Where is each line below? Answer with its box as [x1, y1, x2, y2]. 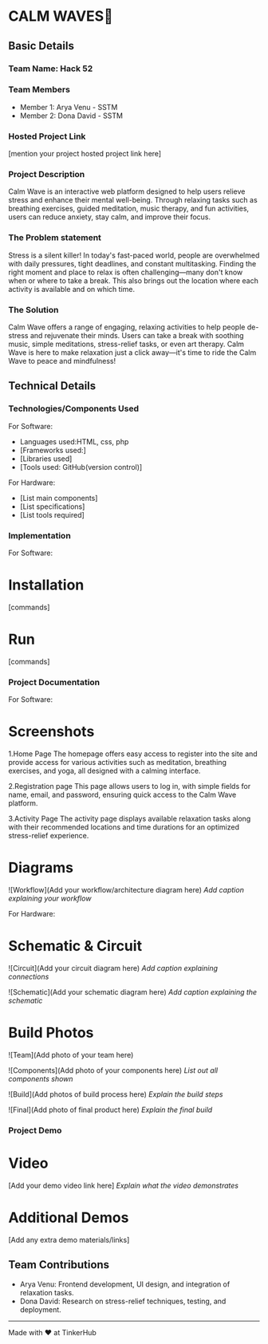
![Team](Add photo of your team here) [8, 1050, 134, 1059]
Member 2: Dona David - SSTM [19, 111, 124, 120]
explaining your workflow [8, 893, 92, 904]
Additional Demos [8, 1208, 129, 1227]
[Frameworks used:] [19, 445, 86, 455]
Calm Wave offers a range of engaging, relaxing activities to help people [8, 322, 246, 332]
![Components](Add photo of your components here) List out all [8, 1065, 218, 1075]
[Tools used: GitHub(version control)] [19, 462, 143, 471]
